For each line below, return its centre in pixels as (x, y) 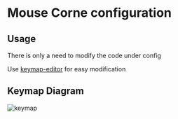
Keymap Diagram (46, 91)
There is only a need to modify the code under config (84, 55)
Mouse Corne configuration (89, 13)
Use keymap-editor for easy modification (67, 69)
